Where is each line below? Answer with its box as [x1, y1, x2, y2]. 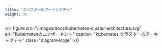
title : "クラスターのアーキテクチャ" [5, 7, 72, 12]
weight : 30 [5, 12, 27, 17]
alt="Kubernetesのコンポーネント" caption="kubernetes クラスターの [5, 31, 146, 37]
